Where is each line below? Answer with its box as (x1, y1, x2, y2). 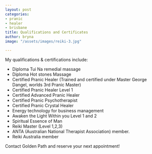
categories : (5, 12, 29, 17)
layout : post (5, 7, 32, 12)
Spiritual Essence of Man (12, 118, 62, 124)
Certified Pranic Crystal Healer (12, 102, 74, 108)
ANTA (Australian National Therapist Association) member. (12, 128, 130, 134)
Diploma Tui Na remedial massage (12, 66, 81, 72)
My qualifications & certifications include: (5, 57, 88, 63)
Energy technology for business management (12, 108, 104, 113)
